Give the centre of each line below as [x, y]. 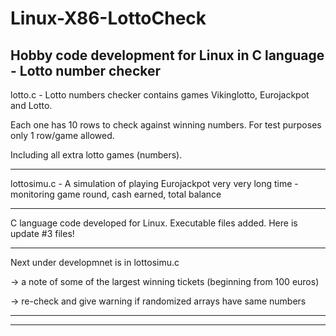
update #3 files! [42, 233]
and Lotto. [31, 105]
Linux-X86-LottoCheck [108, 18]
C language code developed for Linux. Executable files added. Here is [154, 223]
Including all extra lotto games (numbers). [96, 155]
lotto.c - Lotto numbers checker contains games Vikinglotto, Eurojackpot [160, 95]
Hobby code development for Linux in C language [167, 55]
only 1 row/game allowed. [62, 135]
